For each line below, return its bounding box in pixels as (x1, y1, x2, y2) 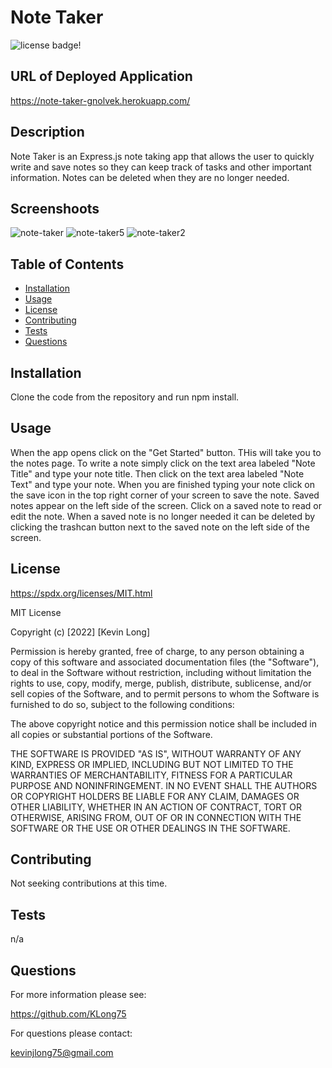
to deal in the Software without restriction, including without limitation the (10, 666, 312, 678)
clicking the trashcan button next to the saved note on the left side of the (10, 521, 310, 533)
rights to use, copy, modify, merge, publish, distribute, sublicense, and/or (10, 677, 312, 689)
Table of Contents (10, 256, 125, 273)
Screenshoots (10, 200, 100, 217)
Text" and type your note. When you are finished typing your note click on (10, 478, 315, 490)
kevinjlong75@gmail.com (10, 1047, 114, 1059)
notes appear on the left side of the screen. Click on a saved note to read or (10, 499, 322, 511)
